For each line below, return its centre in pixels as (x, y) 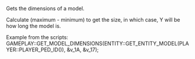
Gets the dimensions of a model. (45, 8)
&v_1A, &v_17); (83, 50)
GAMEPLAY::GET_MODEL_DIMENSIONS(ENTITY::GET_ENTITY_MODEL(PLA (97, 44)
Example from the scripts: (37, 37)
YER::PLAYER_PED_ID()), (36, 50)
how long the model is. (33, 26)
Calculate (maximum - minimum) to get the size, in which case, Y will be (93, 20)
